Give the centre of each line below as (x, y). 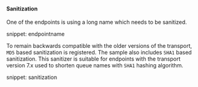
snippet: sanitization (32, 77)
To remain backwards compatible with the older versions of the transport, (99, 46)
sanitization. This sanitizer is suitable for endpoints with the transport (93, 59)
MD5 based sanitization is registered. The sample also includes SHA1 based (99, 53)
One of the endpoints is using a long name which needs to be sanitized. (97, 22)
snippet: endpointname (36, 34)
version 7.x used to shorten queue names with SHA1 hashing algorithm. (95, 66)
